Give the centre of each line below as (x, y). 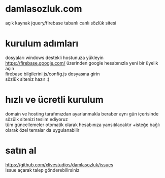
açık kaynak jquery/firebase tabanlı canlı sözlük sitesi (61, 23)
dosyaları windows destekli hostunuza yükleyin (55, 57)
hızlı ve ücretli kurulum (54, 100)
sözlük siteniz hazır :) (27, 79)
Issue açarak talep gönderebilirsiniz (42, 170)
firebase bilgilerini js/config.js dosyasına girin (53, 74)
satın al (21, 151)
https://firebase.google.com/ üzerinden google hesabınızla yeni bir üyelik (82, 63)
